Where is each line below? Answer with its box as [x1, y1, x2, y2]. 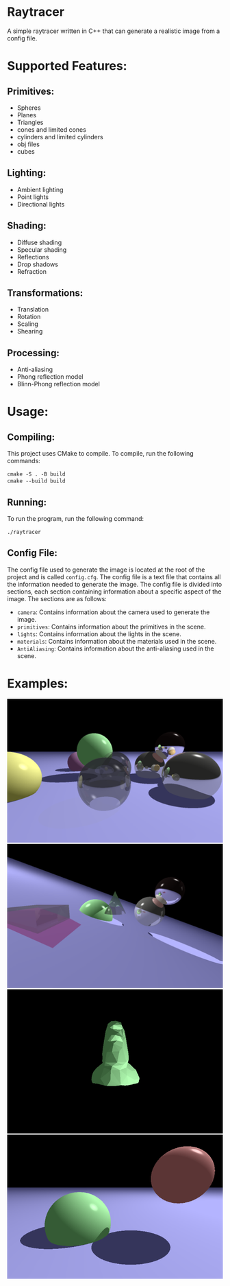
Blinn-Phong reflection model [16, 380, 101, 388]
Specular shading [16, 245, 67, 254]
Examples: [7, 676, 68, 691]
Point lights [16, 193, 49, 201]
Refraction [16, 267, 47, 275]
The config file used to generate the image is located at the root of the [7, 565, 205, 574]
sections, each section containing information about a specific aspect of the [7, 587, 222, 596]
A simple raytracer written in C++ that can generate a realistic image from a [7, 27, 220, 35]
